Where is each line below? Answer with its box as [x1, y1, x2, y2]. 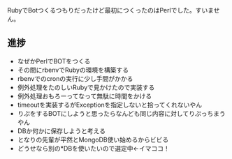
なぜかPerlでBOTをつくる [17, 56, 91, 65]
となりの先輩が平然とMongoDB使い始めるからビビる [17, 135, 169, 144]
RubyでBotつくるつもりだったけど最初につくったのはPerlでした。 [7, 6, 196, 14]
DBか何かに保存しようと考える [17, 126, 106, 135]
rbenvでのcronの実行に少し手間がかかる [17, 74, 133, 82]
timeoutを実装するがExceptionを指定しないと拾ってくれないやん [17, 100, 203, 109]
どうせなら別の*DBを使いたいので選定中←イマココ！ [17, 144, 170, 152]
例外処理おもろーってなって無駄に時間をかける [17, 91, 152, 100]
